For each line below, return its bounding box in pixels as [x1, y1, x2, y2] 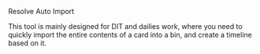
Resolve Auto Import [8, 7, 75, 16]
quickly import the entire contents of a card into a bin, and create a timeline [8, 31, 252, 39]
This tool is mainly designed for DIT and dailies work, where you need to [8, 22, 243, 31]
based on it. [8, 38, 47, 48]
